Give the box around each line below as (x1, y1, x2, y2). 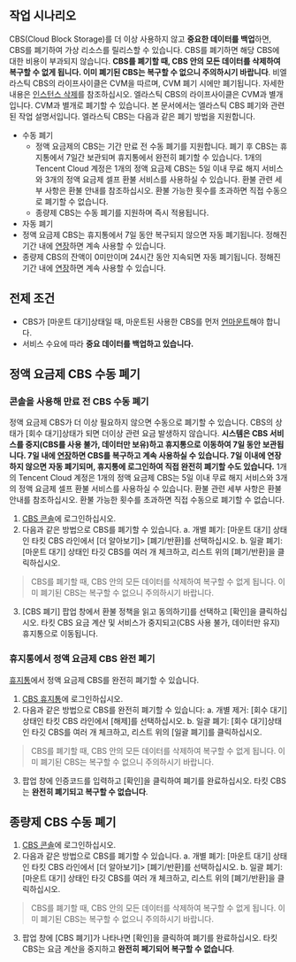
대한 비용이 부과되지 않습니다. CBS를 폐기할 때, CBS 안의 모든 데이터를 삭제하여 (9, 56, 281, 66)
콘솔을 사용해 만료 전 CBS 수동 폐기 (9, 395, 149, 407)
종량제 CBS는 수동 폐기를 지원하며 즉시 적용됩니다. (34, 207, 209, 218)
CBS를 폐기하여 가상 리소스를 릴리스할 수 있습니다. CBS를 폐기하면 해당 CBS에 (9, 44, 280, 55)
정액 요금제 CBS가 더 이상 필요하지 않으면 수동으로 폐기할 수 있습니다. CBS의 (9, 417, 274, 427)
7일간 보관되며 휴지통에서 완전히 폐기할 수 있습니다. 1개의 (65, 151, 262, 162)
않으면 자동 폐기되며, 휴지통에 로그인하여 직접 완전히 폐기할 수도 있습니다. (25, 461, 275, 472)
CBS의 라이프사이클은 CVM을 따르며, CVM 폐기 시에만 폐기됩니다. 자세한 (32, 78, 285, 89)
